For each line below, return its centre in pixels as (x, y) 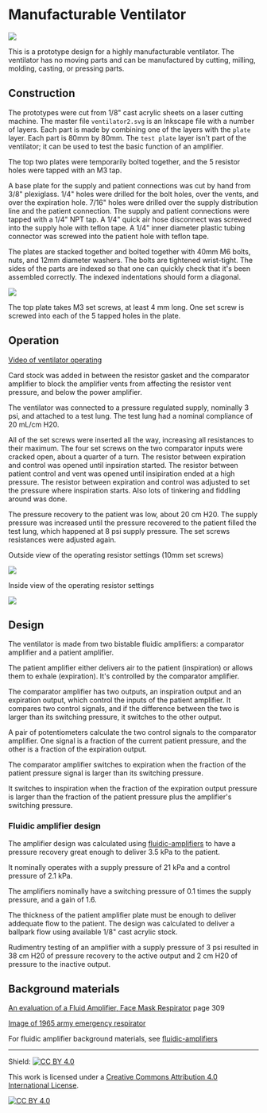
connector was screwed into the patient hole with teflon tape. (108, 236)
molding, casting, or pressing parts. (66, 68)
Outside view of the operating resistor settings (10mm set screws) (116, 555)
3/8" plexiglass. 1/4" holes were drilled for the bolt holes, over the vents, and (133, 194)
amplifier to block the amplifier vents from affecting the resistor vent (120, 384)
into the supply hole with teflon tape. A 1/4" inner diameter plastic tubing (127, 227)
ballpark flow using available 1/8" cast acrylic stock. (93, 932)
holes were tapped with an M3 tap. (65, 170)
